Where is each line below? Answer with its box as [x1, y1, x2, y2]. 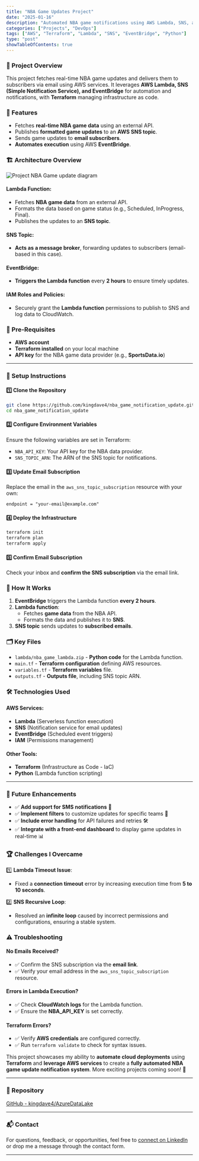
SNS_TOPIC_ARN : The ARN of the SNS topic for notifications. [14, 454, 157, 461]
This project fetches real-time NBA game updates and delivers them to [6, 75, 179, 82]
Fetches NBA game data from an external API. [14, 198, 128, 205]
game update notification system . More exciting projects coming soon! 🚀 [6, 1066, 187, 1073]
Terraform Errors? [6, 1022, 52, 1029]
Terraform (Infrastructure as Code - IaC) [14, 764, 114, 771]
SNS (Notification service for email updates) [14, 724, 123, 731]
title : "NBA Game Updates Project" [6, 8, 94, 15]
